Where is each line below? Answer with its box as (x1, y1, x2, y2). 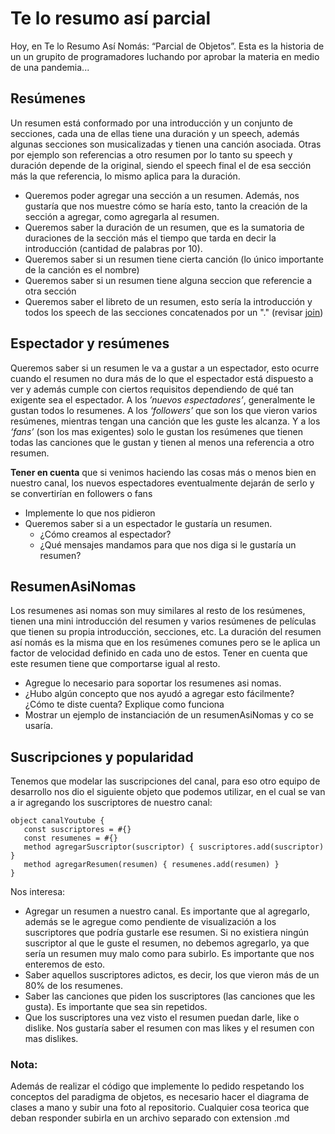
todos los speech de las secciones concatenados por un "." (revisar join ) (24, 306, 324, 318)
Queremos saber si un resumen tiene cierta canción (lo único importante (24, 253, 324, 265)
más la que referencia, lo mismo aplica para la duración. (10, 170, 241, 182)
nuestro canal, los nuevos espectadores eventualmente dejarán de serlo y (10, 477, 315, 489)
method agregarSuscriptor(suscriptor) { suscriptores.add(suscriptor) (23, 842, 325, 852)
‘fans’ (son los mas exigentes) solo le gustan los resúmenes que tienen (10, 425, 303, 437)
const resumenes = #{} (23, 833, 118, 844)
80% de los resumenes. (24, 980, 123, 992)
